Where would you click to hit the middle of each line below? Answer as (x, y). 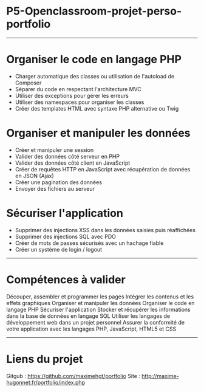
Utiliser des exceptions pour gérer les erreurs (72, 95)
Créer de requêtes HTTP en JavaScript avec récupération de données (103, 169)
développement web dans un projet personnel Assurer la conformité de (96, 322)
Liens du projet (45, 359)
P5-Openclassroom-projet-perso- (94, 11)
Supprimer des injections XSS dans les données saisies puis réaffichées (105, 230)
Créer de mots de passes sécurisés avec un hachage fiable (89, 243)
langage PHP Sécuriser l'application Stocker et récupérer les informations (99, 309)
